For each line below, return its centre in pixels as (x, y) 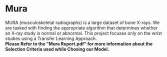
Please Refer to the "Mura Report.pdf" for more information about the (79, 43)
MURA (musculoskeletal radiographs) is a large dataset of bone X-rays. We (82, 22)
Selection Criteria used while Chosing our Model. (57, 49)
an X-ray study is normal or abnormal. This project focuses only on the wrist (84, 33)
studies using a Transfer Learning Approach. (51, 38)
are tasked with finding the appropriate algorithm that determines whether (81, 27)
